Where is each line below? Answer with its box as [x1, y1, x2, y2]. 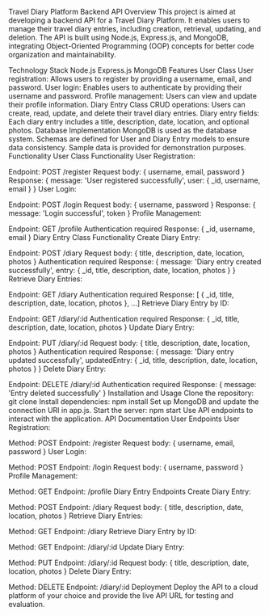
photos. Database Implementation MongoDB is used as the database [8, 125, 237, 135]
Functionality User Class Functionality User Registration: [8, 151, 195, 161]
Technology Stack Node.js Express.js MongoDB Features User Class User [8, 65, 254, 75]
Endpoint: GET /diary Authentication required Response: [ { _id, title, [8, 290, 234, 299]
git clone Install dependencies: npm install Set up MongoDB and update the [8, 397, 259, 406]
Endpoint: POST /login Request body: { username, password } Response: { [8, 200, 256, 209]
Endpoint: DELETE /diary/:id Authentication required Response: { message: [8, 380, 257, 389]
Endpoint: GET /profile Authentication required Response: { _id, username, [8, 224, 256, 234]
